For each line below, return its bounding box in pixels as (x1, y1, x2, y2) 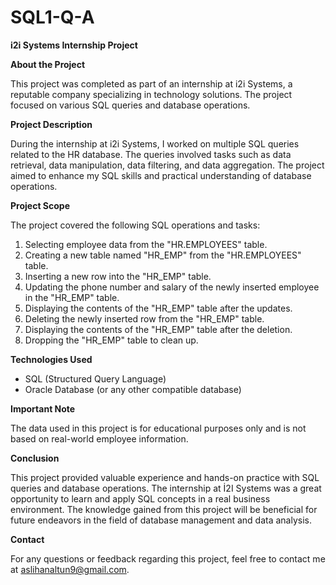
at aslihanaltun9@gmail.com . (10, 563, 130, 575)
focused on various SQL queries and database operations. (10, 99, 251, 111)
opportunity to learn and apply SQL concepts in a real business (10, 492, 271, 505)
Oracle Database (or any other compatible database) (24, 383, 242, 395)
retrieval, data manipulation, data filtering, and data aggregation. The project (10, 159, 325, 171)
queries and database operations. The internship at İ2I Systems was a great (10, 482, 322, 494)
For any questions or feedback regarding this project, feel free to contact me (10, 552, 326, 565)
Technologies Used (10, 353, 93, 365)
